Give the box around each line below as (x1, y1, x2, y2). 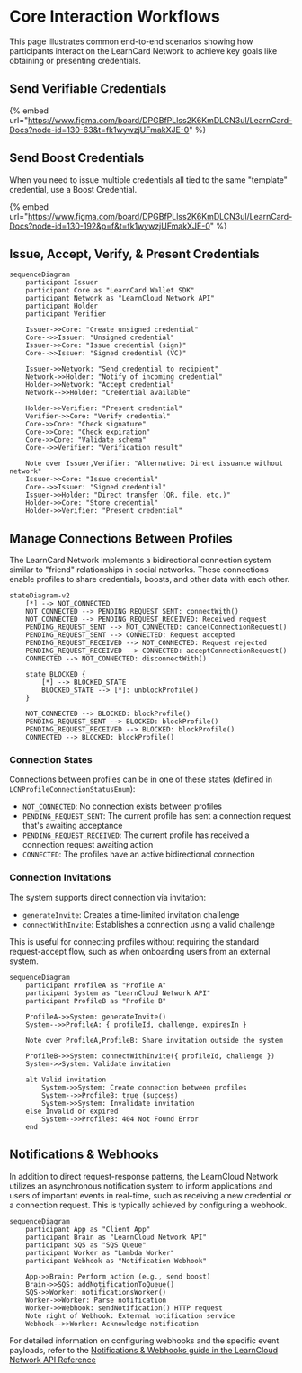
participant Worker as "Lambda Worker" (25, 1248, 175, 1257)
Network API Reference (9, 1354, 97, 1365)
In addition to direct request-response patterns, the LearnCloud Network (9, 1171, 279, 1181)
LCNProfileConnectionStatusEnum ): (9, 784, 136, 794)
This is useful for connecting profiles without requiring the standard (9, 936, 260, 947)
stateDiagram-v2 (9, 591, 70, 600)
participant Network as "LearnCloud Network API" (25, 294, 216, 303)
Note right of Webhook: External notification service (25, 1311, 235, 1320)
